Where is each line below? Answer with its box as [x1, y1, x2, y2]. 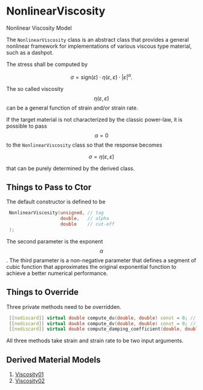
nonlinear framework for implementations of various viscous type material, [6, 42, 192, 50]
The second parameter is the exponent [6, 237, 103, 245]
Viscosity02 [14, 377, 45, 385]
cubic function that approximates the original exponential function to [6, 263, 176, 270]
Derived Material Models [6, 354, 101, 365]
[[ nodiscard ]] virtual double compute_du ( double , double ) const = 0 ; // [8, 315, 196, 321]
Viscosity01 [14, 371, 44, 378]
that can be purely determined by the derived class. [6, 165, 135, 172]
